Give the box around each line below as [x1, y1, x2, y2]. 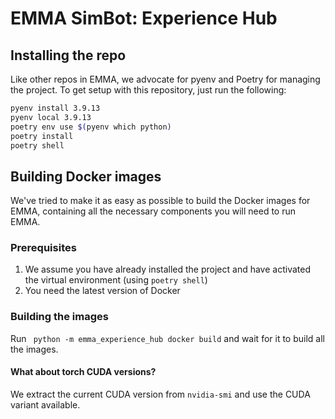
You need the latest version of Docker [24, 285, 181, 297]
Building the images [10, 310, 109, 324]
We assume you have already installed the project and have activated [24, 263, 311, 276]
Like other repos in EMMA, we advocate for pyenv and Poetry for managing [10, 73, 321, 85]
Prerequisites [10, 241, 77, 255]
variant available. [10, 398, 81, 411]
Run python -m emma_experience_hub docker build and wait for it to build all [10, 332, 325, 344]
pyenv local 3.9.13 [10, 112, 92, 122]
